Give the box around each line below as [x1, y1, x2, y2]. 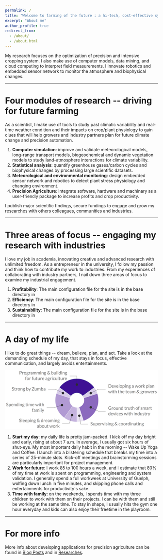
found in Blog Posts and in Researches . [5, 549, 83, 556]
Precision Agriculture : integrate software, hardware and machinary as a [12, 188, 157, 194]
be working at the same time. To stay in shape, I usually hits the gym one [12, 501, 158, 507]
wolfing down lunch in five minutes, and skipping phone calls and [12, 480, 143, 486]
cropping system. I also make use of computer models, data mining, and [5, 58, 149, 63]
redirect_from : [5, 28, 36, 34]
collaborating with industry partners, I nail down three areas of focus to [5, 271, 147, 278]
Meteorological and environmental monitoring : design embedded [12, 172, 146, 178]
